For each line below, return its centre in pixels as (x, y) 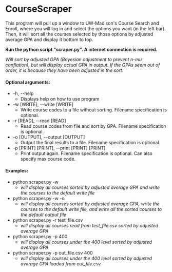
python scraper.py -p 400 (40, 237)
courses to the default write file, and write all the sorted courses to (91, 209)
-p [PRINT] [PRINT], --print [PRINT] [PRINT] (59, 148)
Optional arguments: (28, 82)
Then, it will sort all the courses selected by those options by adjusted (79, 34)
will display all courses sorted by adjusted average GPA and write (90, 187)
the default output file (43, 215)
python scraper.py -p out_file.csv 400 (53, 253)
